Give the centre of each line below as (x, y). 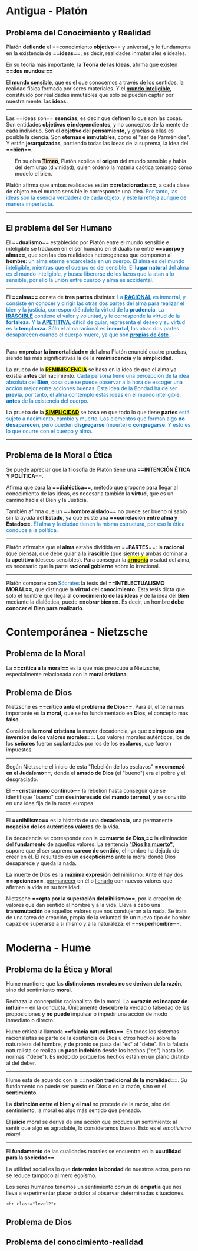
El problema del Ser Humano (59, 228)
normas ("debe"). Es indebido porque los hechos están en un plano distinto (98, 1057)
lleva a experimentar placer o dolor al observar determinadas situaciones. (95, 1193)
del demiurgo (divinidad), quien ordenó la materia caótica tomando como (103, 167)
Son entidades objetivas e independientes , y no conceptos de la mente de (97, 124)
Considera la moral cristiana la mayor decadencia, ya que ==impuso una (95, 731)
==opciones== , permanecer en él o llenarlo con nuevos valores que (89, 881)
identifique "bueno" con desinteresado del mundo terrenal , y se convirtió (96, 797)
